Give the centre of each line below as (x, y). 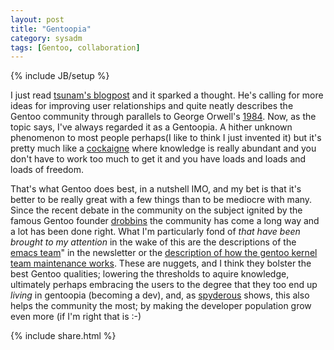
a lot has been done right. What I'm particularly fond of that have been (155, 232)
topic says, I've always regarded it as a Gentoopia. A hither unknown (151, 127)
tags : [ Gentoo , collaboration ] (75, 47)
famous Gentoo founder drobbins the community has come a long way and (165, 221)
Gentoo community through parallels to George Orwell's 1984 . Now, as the (163, 117)
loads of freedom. (47, 170)
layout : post (37, 19)
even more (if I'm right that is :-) (76, 317)
